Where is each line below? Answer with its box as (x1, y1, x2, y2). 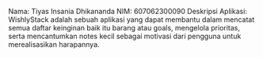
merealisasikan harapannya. (8, 40, 101, 49)
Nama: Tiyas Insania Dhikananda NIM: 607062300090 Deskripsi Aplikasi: (8, 7, 248, 16)
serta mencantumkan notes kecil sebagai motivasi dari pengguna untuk (8, 31, 242, 41)
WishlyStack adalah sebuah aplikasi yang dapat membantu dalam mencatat (8, 15, 255, 24)
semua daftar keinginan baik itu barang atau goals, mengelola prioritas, (8, 23, 240, 32)
